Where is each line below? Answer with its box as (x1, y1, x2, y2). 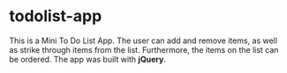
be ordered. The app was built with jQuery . (9, 54, 166, 64)
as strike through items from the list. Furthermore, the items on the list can (9, 44, 279, 55)
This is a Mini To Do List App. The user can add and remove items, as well (9, 35, 278, 46)
